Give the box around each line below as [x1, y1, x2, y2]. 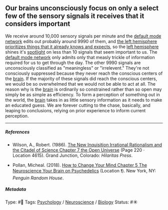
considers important [5, 20, 70, 28]
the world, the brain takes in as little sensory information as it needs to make [5, 97, 162, 103]
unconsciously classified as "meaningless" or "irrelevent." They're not [5, 65, 149, 71]
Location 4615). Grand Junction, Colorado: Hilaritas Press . [12, 152, 133, 158]
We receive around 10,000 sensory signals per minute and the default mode [5, 33, 161, 39]
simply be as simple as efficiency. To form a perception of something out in [5, 91, 160, 97]
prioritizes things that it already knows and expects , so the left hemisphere [5, 44, 159, 50]
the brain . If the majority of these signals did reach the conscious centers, [5, 75, 157, 82]
